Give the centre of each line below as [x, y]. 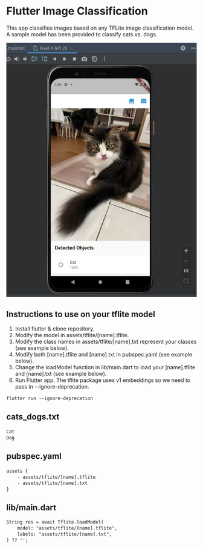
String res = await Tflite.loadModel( [55, 522]
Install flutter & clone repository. [55, 329]
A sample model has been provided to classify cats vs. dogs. [82, 34]
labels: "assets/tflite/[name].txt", [65, 534]
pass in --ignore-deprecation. [52, 387]
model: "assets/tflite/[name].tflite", [67, 528]
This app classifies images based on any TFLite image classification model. [100, 28]
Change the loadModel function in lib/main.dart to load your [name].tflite [105, 367]
